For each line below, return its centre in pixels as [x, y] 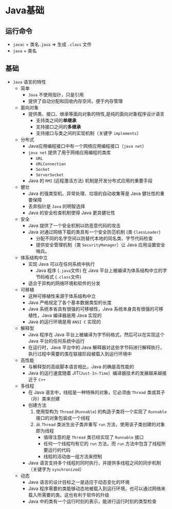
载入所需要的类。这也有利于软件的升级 [69, 495]
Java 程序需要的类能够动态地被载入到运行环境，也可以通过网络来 [97, 488]
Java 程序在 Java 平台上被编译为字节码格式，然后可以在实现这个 [96, 335]
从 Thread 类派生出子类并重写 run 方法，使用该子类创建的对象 [100, 424]
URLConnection [51, 164]
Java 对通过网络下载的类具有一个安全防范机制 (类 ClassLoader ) [94, 232]
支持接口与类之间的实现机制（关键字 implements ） [88, 133]
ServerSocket [50, 175]
